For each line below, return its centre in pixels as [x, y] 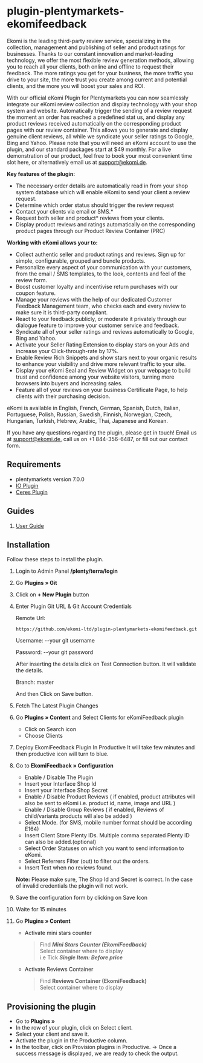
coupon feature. [36, 293]
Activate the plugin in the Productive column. [72, 1041]
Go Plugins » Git [36, 583]
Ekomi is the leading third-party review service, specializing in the [89, 41]
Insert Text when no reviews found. [69, 868]
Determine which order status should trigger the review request [95, 205]
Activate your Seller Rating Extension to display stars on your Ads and [102, 345]
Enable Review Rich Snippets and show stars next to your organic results [106, 357]
